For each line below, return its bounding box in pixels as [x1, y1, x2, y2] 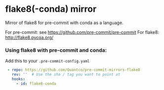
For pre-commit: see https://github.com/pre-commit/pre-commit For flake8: [5, 29, 160, 35]
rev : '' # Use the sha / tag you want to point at [11, 72, 121, 77]
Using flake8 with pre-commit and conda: [5, 47, 107, 54]
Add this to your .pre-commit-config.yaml [5, 58, 90, 64]
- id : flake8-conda [16, 81, 56, 86]
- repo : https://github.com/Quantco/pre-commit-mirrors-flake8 [7, 67, 140, 72]
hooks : [11, 76, 26, 82]
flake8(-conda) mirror [5, 3, 97, 15]
